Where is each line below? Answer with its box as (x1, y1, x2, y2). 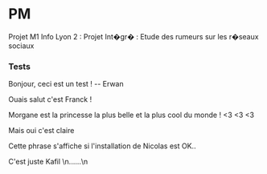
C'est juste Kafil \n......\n (8, 157, 88, 167)
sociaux (8, 41, 35, 51)
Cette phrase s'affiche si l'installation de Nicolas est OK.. (8, 141, 196, 151)
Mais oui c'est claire (8, 126, 75, 136)
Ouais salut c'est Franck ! (8, 95, 92, 104)
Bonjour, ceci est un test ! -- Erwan (8, 79, 124, 89)
